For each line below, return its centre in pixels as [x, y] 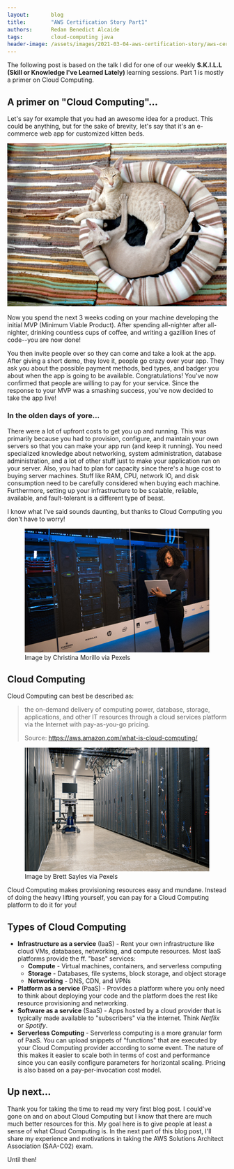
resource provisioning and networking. [73, 1003]
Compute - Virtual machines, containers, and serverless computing [124, 966]
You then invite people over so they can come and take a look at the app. [112, 353]
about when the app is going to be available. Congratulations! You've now [113, 375]
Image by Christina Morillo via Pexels [78, 657]
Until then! [22, 1159]
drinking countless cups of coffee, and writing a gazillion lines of [123, 332]
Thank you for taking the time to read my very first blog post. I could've [109, 1109]
